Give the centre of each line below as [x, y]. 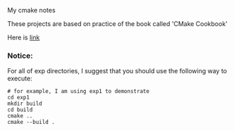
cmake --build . [31, 123]
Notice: [20, 56]
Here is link [24, 37]
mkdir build [25, 104]
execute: [20, 79]
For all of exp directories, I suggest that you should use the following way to [117, 71]
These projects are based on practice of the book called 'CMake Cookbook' [117, 24]
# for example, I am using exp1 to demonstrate [79, 92]
